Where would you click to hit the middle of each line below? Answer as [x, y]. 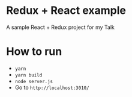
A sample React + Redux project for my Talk [61, 27]
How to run [34, 52]
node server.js [34, 81]
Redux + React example [66, 11]
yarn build [28, 75]
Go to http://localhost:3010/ [52, 87]
